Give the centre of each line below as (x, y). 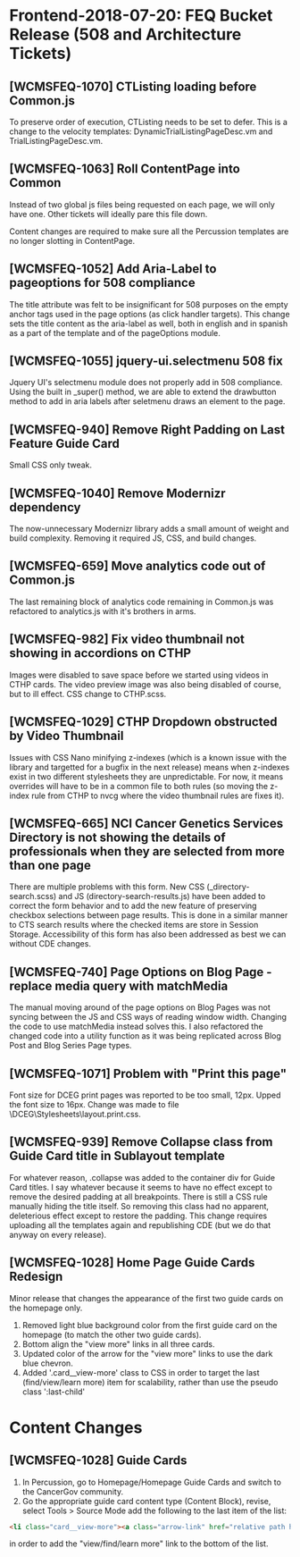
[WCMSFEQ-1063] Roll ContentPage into (125, 169)
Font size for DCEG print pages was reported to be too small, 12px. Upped (145, 1095)
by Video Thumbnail (67, 736)
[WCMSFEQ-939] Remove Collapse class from (142, 1142)
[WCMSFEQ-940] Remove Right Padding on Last (147, 429)
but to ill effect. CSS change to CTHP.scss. (88, 694)
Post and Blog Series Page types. (71, 1046)
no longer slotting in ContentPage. (72, 240)
